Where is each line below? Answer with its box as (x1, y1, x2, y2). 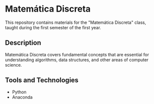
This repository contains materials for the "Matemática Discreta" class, (5, 19, 146, 25)
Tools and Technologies (5, 76, 79, 85)
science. (5, 62, 22, 68)
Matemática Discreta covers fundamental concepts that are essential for (5, 52, 149, 57)
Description (5, 39, 41, 47)
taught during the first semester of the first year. (5, 24, 101, 30)
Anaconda (12, 94, 33, 100)
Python (12, 89, 27, 95)
